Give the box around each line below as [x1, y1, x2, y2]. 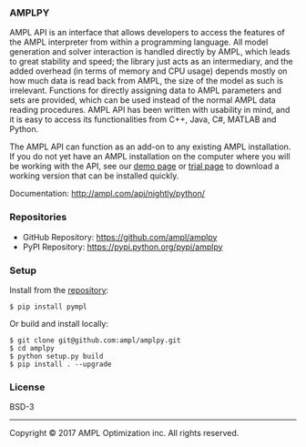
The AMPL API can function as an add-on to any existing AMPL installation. [9, 141, 291, 152]
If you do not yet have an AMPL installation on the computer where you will [9, 151, 291, 162]
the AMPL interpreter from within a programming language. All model [9, 36, 269, 47]
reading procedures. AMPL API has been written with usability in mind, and [9, 105, 291, 116]
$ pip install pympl [9, 302, 88, 311]
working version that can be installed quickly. [9, 170, 179, 181]
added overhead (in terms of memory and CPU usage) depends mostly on [9, 66, 288, 76]
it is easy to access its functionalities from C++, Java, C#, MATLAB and [9, 114, 277, 125]
